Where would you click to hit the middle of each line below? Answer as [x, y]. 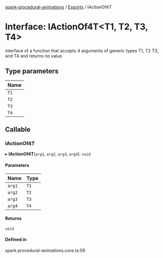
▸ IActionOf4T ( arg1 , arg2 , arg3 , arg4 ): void [48, 154]
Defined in [16, 239]
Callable [18, 130]
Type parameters [32, 71]
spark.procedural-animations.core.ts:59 [45, 251]
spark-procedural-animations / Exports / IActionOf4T [58, 7]
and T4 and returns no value [34, 56]
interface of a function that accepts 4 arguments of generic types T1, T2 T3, [82, 50]
